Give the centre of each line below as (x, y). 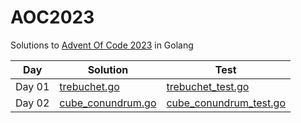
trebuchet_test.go (208, 86)
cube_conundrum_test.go (226, 103)
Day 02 (32, 103)
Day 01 (32, 86)
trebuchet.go (89, 86)
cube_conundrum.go (108, 103)
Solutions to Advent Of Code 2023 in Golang (102, 45)
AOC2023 (52, 17)
